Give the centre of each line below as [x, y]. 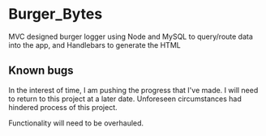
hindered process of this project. [63, 107]
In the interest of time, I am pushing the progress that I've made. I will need [133, 90]
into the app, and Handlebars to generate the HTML [94, 45]
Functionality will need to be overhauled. [76, 123]
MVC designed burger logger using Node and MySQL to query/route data [131, 36]
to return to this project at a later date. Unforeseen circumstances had [125, 99]
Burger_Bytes [56, 14]
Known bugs [41, 71]
